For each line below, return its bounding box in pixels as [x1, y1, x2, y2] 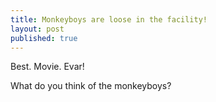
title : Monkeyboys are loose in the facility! [10, 14, 208, 25]
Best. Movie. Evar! [10, 61, 85, 73]
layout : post [10, 24, 65, 34]
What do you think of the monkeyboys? [10, 80, 172, 92]
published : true [10, 33, 78, 43]
